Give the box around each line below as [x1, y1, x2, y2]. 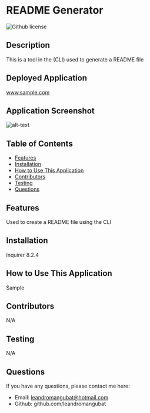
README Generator [6, 4, 104, 17]
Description [6, 40, 50, 50]
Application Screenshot [6, 106, 95, 116]
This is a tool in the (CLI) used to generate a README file [6, 56, 144, 63]
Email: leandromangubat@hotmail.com [14, 394, 109, 401]
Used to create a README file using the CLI [6, 219, 112, 225]
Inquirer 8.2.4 [6, 251, 39, 258]
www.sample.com [6, 89, 50, 96]
